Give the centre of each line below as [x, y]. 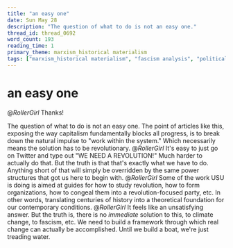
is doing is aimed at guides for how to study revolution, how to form [103, 185]
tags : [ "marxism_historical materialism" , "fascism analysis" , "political [118, 59]
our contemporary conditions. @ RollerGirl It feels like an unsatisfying [105, 207]
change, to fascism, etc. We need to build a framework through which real [113, 222]
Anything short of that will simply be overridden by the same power [103, 170]
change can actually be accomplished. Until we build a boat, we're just [108, 229]
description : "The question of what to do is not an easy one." [102, 26]
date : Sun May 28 [32, 20]
